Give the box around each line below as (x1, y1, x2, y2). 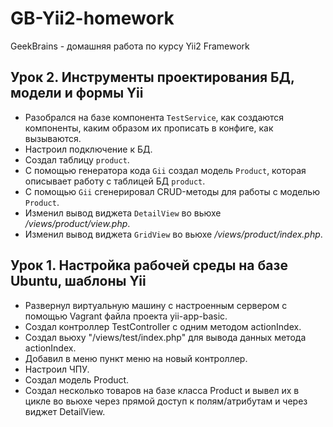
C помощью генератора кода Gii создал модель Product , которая (24, 164, 307, 176)
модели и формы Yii (10, 85, 144, 102)
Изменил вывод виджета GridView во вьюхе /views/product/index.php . (24, 228, 323, 240)
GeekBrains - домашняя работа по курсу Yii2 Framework (10, 40, 250, 52)
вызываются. (24, 132, 82, 144)
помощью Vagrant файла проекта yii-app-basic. (24, 310, 228, 322)
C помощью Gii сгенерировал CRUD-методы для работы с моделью (24, 185, 320, 197)
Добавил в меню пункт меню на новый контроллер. (24, 352, 248, 364)
